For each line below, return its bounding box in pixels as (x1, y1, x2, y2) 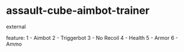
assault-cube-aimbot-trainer (6, 4, 150, 17)
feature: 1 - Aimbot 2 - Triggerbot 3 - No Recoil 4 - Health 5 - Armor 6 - (6, 34, 178, 41)
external (6, 23, 26, 30)
